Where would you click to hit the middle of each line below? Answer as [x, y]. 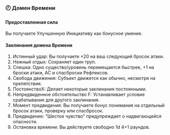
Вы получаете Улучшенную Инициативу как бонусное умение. [74, 33]
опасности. [25, 122]
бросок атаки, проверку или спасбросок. [58, 111]
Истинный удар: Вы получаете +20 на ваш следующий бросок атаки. [88, 57]
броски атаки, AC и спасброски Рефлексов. [61, 73]
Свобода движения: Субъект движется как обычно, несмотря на [84, 78]
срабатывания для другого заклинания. [56, 100]
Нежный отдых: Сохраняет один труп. [54, 62]
